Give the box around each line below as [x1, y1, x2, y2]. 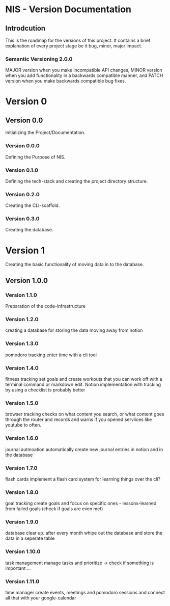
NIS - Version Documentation [5, 4, 131, 15]
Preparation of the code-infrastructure [5, 303, 86, 309]
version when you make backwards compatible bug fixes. [5, 78, 126, 84]
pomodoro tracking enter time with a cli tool [5, 352, 97, 358]
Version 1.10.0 [5, 548, 41, 555]
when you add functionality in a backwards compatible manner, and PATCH [5, 72, 163, 78]
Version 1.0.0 [5, 276, 48, 285]
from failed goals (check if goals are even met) [5, 506, 103, 512]
